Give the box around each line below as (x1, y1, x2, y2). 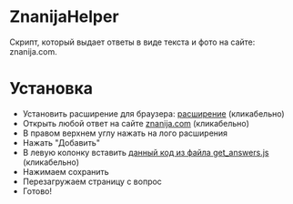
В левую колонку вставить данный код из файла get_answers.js (22, 147, 269, 158)
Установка (9, 78, 94, 99)
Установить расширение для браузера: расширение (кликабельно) (22, 107, 285, 119)
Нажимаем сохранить (22, 166, 109, 177)
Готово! (22, 185, 53, 197)
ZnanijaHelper (9, 6, 120, 27)
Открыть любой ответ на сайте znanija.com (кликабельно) (22, 117, 250, 128)
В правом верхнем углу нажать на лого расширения (22, 127, 228, 138)
